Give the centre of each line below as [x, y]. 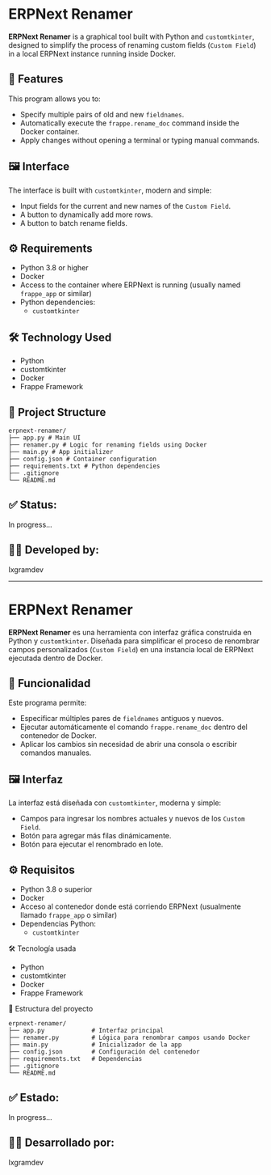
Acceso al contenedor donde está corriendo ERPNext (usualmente [131, 906]
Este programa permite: [48, 703]
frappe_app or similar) [56, 294]
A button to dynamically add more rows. [86, 214]
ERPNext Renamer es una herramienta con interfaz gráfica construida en [130, 632]
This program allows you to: [54, 99]
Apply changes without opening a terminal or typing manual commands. [140, 140]
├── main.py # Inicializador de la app [95, 1045]
